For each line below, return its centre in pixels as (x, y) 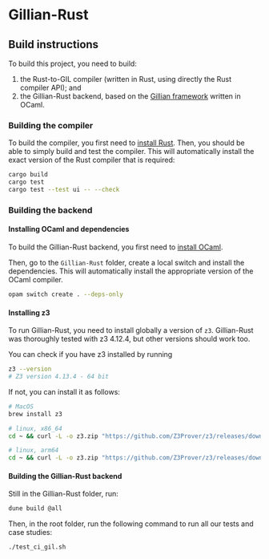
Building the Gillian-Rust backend (65, 476)
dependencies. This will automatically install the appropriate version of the (131, 271)
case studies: (30, 533)
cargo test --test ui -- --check (64, 190)
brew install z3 (35, 414)
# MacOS (21, 407)
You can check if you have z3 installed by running (90, 354)
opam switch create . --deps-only (66, 294)
